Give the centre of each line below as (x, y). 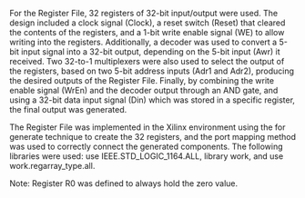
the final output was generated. (68, 109)
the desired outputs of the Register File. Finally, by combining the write (142, 80)
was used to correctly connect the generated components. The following (147, 146)
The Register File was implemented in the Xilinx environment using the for (147, 127)
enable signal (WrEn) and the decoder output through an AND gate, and (144, 90)
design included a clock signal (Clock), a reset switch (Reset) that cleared (147, 23)
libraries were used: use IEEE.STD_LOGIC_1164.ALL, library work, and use (147, 156)
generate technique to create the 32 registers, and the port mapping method (153, 137)
